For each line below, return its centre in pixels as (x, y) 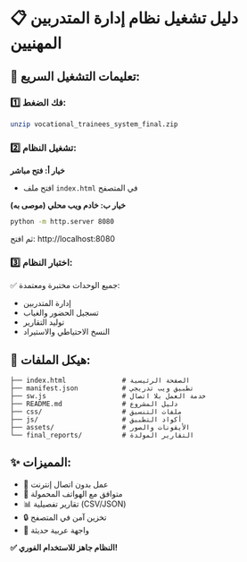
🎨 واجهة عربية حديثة (56, 530)
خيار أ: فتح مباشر (37, 171)
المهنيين (36, 43)
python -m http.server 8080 (62, 222)
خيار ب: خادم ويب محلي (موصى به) (68, 205)
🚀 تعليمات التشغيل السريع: (75, 77)
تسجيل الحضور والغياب (61, 313)
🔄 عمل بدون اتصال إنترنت (66, 484)
